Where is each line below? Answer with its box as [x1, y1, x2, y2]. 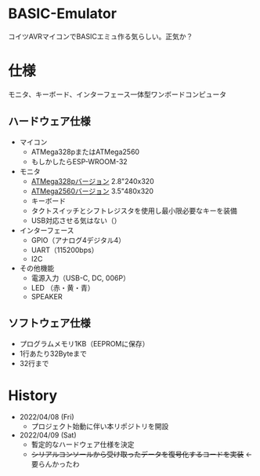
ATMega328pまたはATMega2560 [31, 147, 139, 156]
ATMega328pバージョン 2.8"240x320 [31, 176, 154, 185]
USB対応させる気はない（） [31, 215, 121, 225]
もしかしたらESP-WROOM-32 [31, 156, 128, 166]
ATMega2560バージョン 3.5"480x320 [31, 186, 154, 196]
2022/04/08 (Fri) [19, 412, 74, 422]
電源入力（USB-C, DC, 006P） [31, 273, 131, 283]
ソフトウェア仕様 [8, 317, 91, 330]
